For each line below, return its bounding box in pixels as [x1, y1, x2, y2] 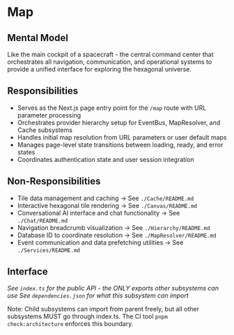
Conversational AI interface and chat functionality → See [17, 209, 180, 217]
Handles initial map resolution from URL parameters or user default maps [17, 133, 227, 141]
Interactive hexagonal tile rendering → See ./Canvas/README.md [17, 201, 197, 209]
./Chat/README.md [17, 217, 68, 224]
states [17, 147, 36, 156]
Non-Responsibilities [7, 175, 101, 188]
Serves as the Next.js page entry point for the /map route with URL [17, 104, 207, 112]
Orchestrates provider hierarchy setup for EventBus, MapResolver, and [17, 118, 221, 126]
